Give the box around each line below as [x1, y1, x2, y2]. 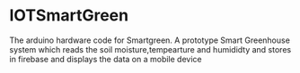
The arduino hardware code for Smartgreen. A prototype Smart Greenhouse [9, 35, 290, 45]
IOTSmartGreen [9, 5, 128, 26]
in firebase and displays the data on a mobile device [9, 53, 202, 64]
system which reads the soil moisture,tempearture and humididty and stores [9, 44, 292, 54]
